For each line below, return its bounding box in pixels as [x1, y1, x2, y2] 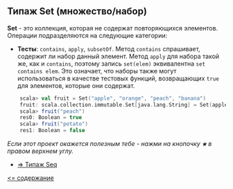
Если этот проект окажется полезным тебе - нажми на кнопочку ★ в [7, 140, 212, 148]
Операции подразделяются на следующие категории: [7, 31, 168, 39]
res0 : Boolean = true [19, 114, 82, 121]
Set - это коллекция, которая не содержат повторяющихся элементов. [7, 24, 218, 32]
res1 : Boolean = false [19, 127, 85, 134]
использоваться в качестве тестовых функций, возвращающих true [17, 74, 220, 82]
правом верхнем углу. [7, 147, 74, 155]
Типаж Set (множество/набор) [7, 6, 148, 17]
